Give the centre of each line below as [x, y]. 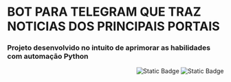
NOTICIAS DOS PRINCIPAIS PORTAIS [113, 26]
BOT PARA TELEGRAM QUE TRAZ [104, 12]
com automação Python [48, 57]
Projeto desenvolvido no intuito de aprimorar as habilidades [109, 48]
